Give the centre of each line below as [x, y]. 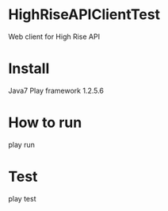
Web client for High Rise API [54, 36]
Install [29, 69]
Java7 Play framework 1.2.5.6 [56, 90]
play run [22, 144]
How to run [45, 123]
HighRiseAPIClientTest [84, 15]
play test [22, 198]
